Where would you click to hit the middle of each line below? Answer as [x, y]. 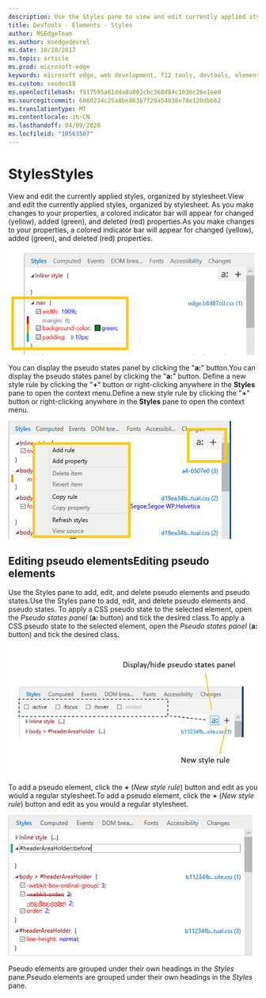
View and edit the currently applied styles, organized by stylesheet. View [126, 196]
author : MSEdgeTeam [40, 33]
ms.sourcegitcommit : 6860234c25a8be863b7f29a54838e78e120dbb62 [115, 100]
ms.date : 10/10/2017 [42, 50]
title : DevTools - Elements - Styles [70, 25]
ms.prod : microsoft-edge [49, 67]
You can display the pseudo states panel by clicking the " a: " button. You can [132, 367]
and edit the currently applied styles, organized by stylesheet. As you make [131, 204]
